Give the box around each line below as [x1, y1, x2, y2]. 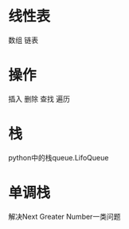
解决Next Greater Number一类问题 [8, 211, 121, 221]
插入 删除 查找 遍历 [8, 93, 70, 104]
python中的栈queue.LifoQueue [8, 152, 109, 162]
